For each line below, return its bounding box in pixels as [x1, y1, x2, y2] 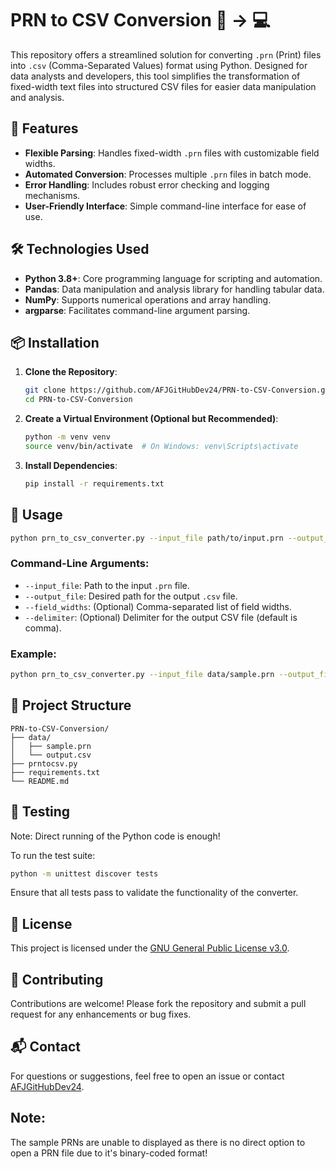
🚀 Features [10, 120, 79, 137]
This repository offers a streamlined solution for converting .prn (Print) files [10, 48, 322, 61]
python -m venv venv [24, 432, 111, 442]
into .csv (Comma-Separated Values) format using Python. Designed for [10, 59, 308, 71]
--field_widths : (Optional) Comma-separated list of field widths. [24, 600, 292, 612]
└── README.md [10, 776, 70, 786]
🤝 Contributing [10, 971, 104, 988]
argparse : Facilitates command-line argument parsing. [24, 304, 251, 316]
